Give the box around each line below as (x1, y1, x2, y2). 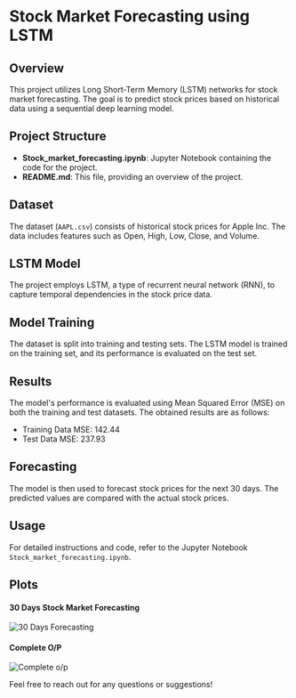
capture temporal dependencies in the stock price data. (9, 289, 213, 300)
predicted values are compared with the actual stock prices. (9, 492, 229, 503)
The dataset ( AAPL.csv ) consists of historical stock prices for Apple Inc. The (9, 221, 286, 231)
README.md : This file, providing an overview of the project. (21, 171, 244, 182)
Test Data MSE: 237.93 (21, 434, 106, 444)
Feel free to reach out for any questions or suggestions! (9, 679, 213, 690)
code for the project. (21, 162, 98, 173)
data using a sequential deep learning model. (9, 103, 175, 113)
